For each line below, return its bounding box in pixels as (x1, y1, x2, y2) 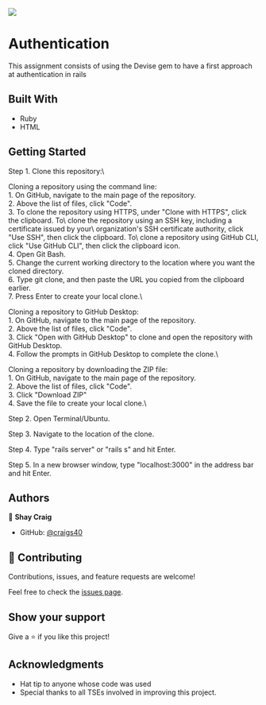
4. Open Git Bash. (8, 249, 66, 258)
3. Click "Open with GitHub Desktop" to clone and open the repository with (8, 332, 253, 342)
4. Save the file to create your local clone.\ (8, 398, 147, 408)
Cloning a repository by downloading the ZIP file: (8, 364, 168, 374)
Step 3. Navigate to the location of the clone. (8, 429, 155, 439)
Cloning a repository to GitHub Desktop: (8, 307, 139, 316)
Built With (8, 92, 58, 107)
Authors (8, 491, 50, 505)
